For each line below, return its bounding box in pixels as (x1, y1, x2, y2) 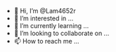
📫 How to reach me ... (13, 37, 79, 45)
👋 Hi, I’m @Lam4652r (13, 7, 76, 15)
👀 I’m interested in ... (13, 14, 74, 22)
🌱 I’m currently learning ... (13, 22, 89, 30)
